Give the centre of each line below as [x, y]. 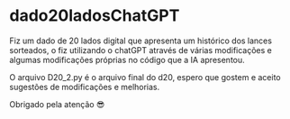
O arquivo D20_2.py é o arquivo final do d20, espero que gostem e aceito [145, 77]
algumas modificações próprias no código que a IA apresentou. [127, 59]
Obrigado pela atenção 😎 [57, 104]
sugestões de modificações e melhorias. [85, 87]
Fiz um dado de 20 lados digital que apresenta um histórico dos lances [141, 41]
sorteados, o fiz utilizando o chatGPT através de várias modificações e [140, 50]
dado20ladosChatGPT [95, 16]
